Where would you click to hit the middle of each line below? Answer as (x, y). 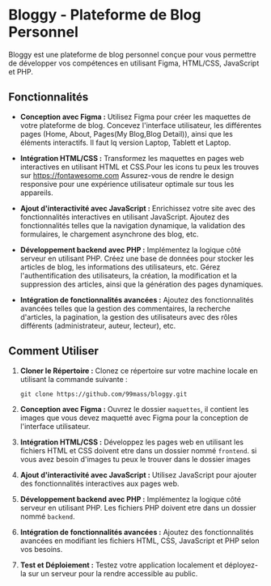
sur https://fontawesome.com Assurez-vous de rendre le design (127, 175)
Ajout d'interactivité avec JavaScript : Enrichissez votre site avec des (138, 208)
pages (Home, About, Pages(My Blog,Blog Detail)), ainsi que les (126, 134)
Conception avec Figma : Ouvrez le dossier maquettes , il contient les (134, 409)
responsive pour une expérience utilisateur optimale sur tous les (127, 184)
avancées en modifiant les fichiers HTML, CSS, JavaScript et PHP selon (140, 541)
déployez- (241, 565)
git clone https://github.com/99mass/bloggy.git (104, 394)
